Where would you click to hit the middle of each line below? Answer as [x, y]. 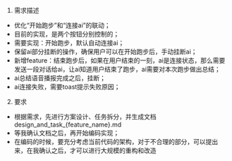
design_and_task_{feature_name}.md [68, 124]
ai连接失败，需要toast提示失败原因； [67, 87]
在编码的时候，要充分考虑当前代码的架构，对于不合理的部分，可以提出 [116, 142]
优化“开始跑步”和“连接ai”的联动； [62, 25]
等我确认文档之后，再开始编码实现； [67, 133]
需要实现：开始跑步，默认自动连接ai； [69, 43]
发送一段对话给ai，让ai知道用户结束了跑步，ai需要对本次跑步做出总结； [117, 69]
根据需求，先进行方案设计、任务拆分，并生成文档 [85, 117]
